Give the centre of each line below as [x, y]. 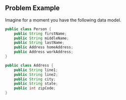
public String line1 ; [36, 70]
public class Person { [28, 29]
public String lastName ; [39, 43]
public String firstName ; [40, 33]
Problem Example [32, 8]
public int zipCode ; [35, 88]
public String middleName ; [41, 38]
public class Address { [29, 65]
